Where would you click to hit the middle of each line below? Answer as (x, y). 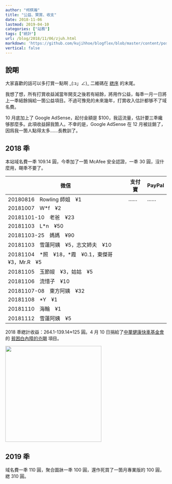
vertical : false (23, 48)
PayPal (156, 186)
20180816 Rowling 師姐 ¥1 (45, 200)
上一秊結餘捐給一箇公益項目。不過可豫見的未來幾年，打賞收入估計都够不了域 (86, 101)
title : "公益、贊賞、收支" (31, 15)
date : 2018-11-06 (24, 19)
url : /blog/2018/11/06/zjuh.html (41, 39)
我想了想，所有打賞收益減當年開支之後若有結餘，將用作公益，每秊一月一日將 (86, 94)
